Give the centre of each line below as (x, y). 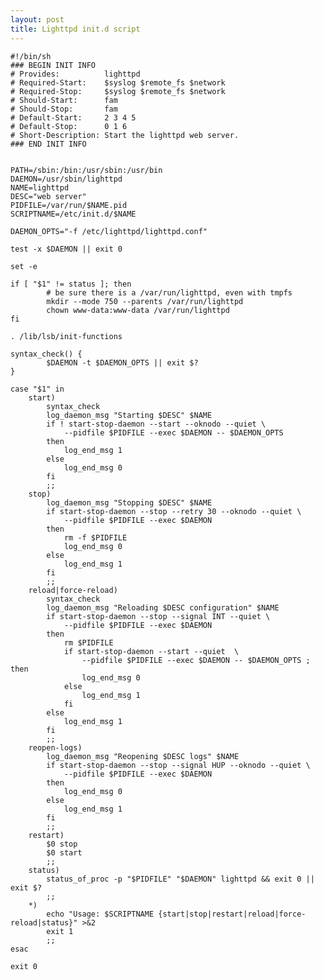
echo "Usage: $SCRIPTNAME (100, 914)
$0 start (64, 852)
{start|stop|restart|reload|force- (232, 914)
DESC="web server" (48, 196)
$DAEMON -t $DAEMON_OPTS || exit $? (122, 362)
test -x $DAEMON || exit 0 (66, 249)
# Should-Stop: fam (64, 109)
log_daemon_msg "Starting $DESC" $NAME (129, 415)
